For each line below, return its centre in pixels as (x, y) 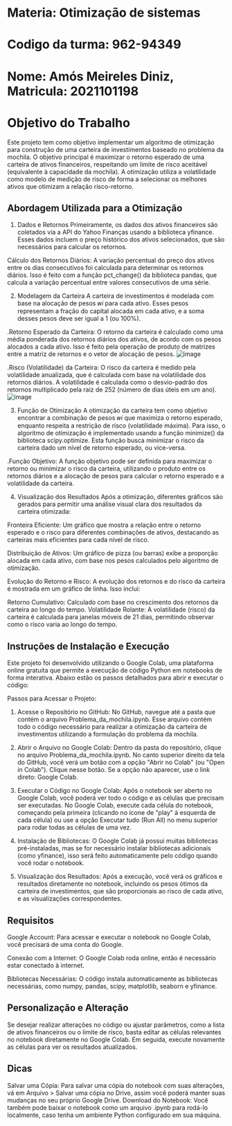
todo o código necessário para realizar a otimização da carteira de (112, 727)
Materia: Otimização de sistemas (104, 13)
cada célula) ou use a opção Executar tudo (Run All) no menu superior (117, 820)
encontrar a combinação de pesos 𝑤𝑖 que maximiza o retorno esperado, (120, 418)
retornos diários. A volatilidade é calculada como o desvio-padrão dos (107, 383)
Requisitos (30, 920)
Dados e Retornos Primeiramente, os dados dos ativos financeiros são (117, 225)
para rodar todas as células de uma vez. (74, 827)
